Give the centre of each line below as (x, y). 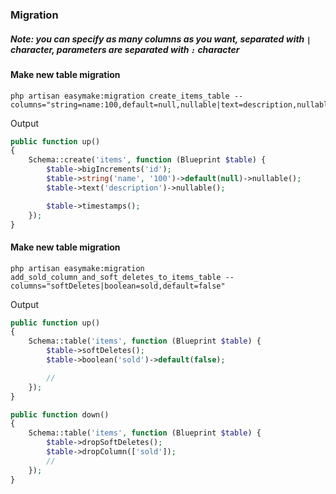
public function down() (60, 414)
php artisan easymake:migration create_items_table (120, 96)
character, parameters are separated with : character (125, 49)
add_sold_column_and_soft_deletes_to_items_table (116, 277)
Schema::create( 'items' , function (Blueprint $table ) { (147, 160)
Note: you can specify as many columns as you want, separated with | (161, 39)
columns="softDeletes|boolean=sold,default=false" (118, 286)
